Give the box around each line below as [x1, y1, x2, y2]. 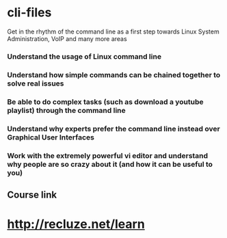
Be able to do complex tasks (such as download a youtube [7, 97, 204, 107]
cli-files [7, 5, 52, 21]
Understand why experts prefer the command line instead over [7, 124, 220, 133]
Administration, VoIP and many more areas [7, 34, 128, 42]
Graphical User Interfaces [7, 132, 94, 142]
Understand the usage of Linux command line [7, 51, 162, 61]
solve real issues [7, 79, 64, 88]
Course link [7, 189, 57, 200]
